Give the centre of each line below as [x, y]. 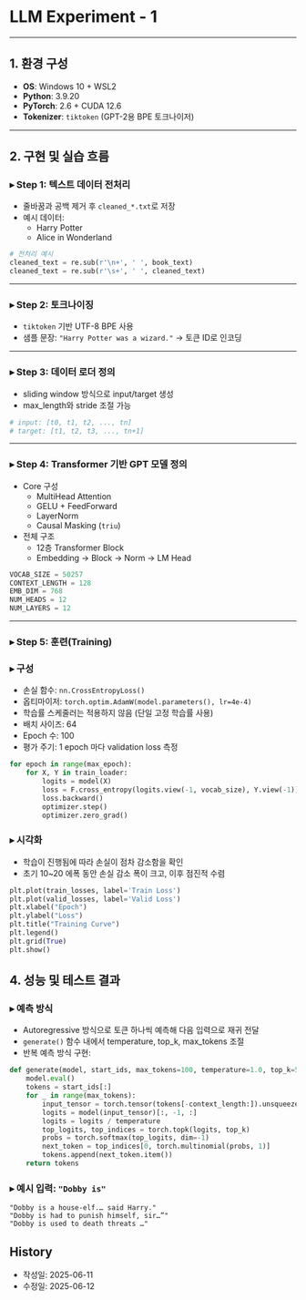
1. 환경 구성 [39, 64]
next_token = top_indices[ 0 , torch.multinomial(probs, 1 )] [157, 1146]
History [31, 1251]
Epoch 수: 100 [48, 736]
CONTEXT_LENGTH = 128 [51, 583]
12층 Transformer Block [80, 548]
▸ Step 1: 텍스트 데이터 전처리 [70, 185]
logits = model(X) [77, 782]
